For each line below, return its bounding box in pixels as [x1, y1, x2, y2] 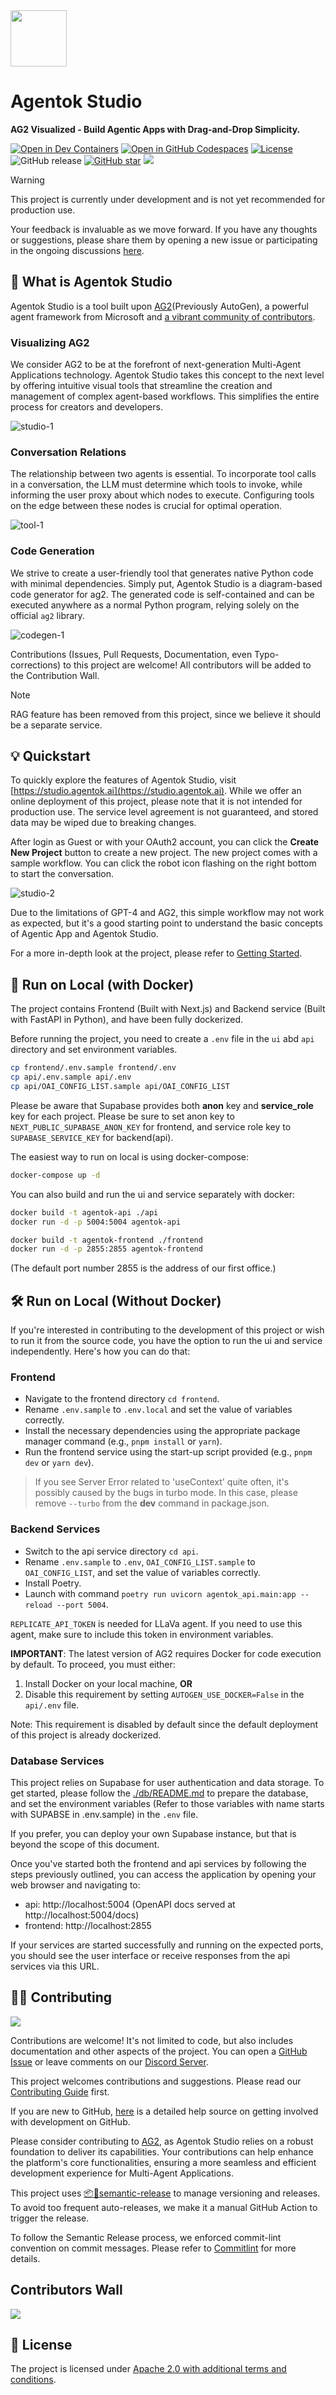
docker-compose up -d [10, 1170, 101, 1180]
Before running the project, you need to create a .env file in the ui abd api [10, 1033, 315, 1045]
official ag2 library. [10, 609, 85, 621]
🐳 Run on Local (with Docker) [10, 976, 195, 993]
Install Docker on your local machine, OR [24, 1677, 193, 1689]
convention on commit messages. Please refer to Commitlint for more [10, 2242, 297, 2254]
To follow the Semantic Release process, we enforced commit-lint [10, 2231, 282, 2243]
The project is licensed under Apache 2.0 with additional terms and [10, 2363, 287, 2375]
